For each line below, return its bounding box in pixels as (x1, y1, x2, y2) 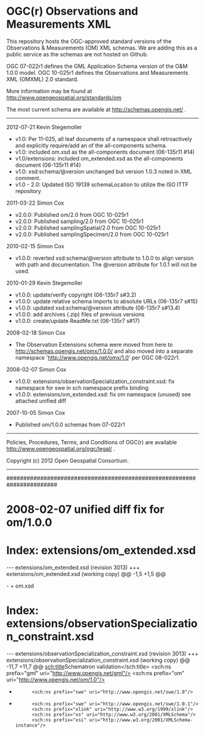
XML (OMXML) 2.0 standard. (6, 75, 79, 83)
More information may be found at (6, 87, 93, 94)
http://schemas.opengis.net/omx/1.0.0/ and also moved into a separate (15, 347, 193, 355)
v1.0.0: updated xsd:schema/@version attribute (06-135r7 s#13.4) (15, 304, 181, 311)
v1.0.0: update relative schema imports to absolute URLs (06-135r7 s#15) (15, 297, 198, 305)
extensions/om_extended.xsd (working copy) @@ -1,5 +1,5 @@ (6, 570, 167, 578)
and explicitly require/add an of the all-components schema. (15, 142, 167, 149)
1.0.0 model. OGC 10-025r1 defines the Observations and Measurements (6, 69, 189, 76)
